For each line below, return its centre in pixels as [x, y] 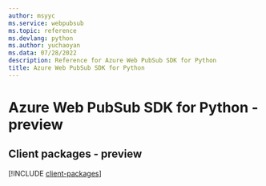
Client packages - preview [75, 154]
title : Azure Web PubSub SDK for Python [77, 68]
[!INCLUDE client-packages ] [55, 173]
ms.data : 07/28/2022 [43, 53]
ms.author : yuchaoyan [44, 46]
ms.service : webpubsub [46, 23]
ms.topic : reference [43, 30]
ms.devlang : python [41, 38]
